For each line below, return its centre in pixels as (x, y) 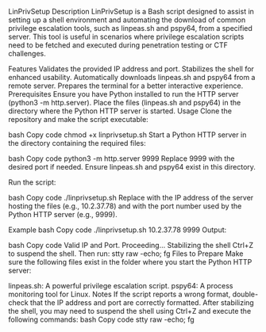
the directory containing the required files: (77, 143)
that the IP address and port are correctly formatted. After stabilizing (142, 303)
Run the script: (32, 182)
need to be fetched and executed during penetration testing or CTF (118, 45)
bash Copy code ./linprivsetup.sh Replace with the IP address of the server (131, 198)
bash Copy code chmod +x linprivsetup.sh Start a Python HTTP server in (127, 135)
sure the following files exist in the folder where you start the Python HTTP (130, 262)
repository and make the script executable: (78, 119)
